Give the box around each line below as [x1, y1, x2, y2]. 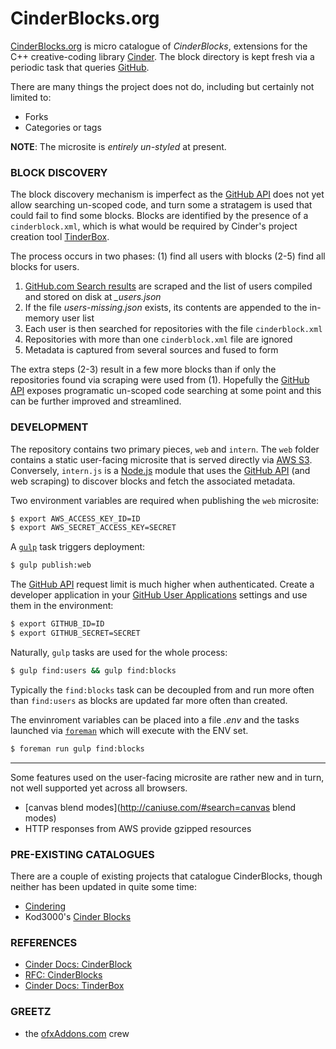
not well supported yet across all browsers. [10, 782, 188, 794]
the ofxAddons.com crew [24, 1027, 130, 1039]
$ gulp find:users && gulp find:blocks [10, 665, 177, 676]
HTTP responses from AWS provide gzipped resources [24, 822, 252, 834]
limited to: [10, 91, 52, 103]
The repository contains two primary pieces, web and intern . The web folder [10, 443, 320, 455]
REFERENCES [10, 935, 78, 949]
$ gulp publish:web [10, 560, 92, 571]
